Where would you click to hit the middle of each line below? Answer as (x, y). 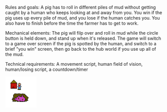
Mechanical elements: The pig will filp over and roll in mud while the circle (82, 33)
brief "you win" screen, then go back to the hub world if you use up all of (81, 49)
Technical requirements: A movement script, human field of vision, (74, 64)
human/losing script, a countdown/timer (47, 69)
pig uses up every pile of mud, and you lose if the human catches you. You (82, 18)
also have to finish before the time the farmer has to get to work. (72, 23)
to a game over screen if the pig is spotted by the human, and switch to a (81, 44)
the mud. (15, 54)
